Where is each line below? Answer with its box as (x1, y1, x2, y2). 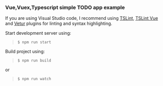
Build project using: (5, 49, 45, 55)
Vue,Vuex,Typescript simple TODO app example (5, 4, 125, 11)
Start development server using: (5, 30, 71, 36)
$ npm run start (17, 40, 51, 45)
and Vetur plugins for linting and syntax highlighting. (5, 20, 113, 26)
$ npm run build (17, 58, 51, 63)
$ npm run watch (17, 77, 51, 82)
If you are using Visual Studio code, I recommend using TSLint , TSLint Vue (5, 15, 159, 21)
